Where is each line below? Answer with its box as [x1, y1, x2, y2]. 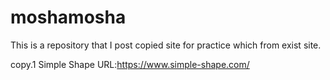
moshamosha [10, 6, 127, 29]
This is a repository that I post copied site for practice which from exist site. [10, 39, 322, 51]
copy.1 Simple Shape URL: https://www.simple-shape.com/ [10, 58, 250, 70]
